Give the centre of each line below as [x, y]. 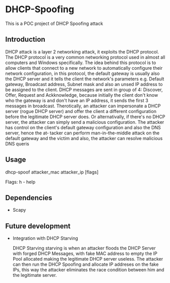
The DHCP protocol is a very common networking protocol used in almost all [85, 57]
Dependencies [29, 198]
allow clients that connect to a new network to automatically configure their [84, 68]
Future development [38, 226]
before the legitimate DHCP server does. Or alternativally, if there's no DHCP [85, 117]
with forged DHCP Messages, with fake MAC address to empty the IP [85, 253]
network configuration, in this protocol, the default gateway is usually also [82, 73]
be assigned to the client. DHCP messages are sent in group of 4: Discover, [84, 90]
